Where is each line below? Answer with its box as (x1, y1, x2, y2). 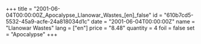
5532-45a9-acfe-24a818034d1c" (6, 18, 90, 25)
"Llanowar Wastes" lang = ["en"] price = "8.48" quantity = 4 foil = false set (6, 24, 195, 31)
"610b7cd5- (164, 11, 194, 19)
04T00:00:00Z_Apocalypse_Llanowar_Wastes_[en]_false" (6, 11, 151, 19)
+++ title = (6, 5, 33, 12)
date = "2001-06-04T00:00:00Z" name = (91, 18, 195, 25)
